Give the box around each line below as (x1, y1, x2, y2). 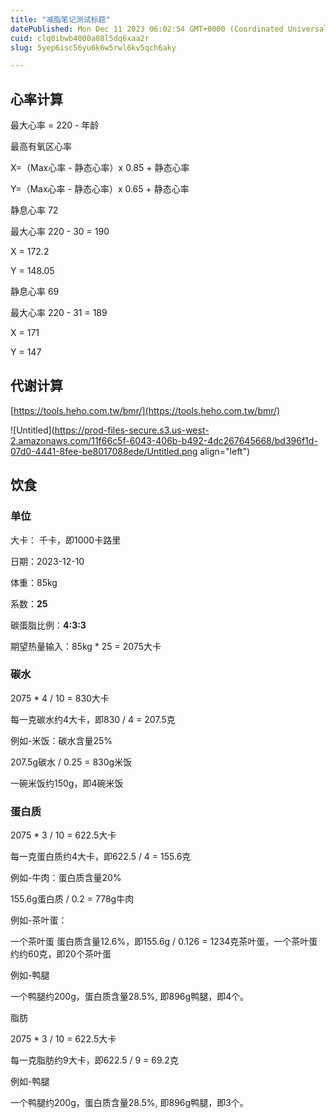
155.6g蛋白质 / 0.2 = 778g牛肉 (10, 893, 135, 905)
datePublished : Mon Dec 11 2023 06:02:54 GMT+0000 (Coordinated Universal (10, 24, 329, 34)
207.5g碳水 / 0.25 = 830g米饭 (10, 756, 133, 768)
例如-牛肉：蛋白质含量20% (10, 872, 122, 884)
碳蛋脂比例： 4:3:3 (10, 619, 87, 631)
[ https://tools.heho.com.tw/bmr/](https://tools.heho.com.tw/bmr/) (10, 404, 281, 416)
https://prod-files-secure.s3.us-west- (54, 424, 210, 436)
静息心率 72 (10, 204, 59, 216)
